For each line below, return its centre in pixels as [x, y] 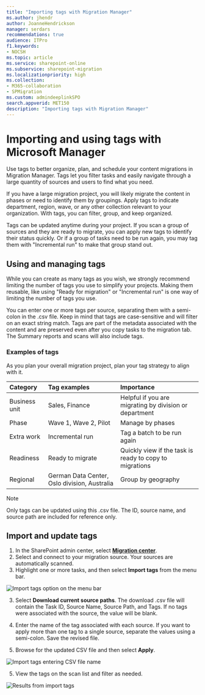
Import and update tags [52, 535]
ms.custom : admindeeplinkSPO [43, 97]
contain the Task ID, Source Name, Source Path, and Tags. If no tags [101, 607]
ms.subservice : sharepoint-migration [54, 69]
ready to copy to [144, 458]
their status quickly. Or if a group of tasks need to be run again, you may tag [102, 238]
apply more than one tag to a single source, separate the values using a [105, 632]
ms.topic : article [30, 58]
